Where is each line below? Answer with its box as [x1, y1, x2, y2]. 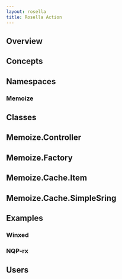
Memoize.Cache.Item [6, 173, 88, 183]
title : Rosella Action [6, 14, 62, 20]
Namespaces [6, 76, 56, 86]
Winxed [6, 230, 29, 239]
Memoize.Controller [6, 133, 82, 143]
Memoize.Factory [6, 152, 73, 163]
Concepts [6, 56, 43, 66]
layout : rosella [6, 8, 46, 15]
